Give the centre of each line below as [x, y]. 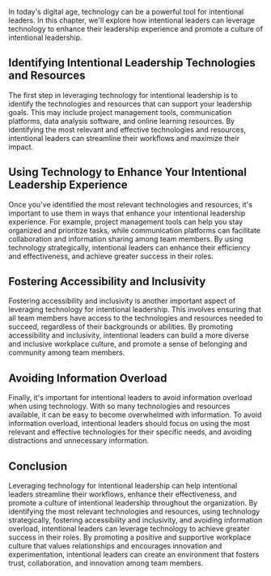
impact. [21, 147]
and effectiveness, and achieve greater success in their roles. [111, 256]
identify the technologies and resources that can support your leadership [130, 104]
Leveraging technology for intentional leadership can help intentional [123, 486]
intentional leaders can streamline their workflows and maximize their [124, 138]
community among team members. [67, 352]
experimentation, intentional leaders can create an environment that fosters [134, 555]
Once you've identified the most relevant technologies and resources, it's [131, 204]
